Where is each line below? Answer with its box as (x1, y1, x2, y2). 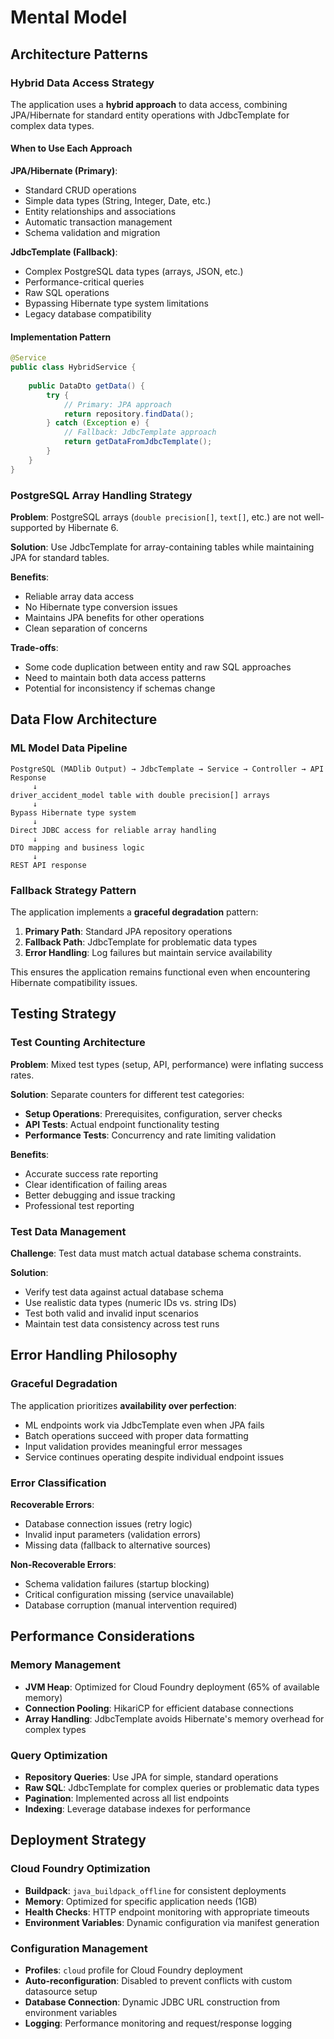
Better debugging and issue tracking (24, 1189, 176, 1201)
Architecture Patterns (10, 46, 149, 63)
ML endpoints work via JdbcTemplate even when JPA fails (24, 1419, 265, 1431)
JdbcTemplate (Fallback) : (10, 246, 118, 258)
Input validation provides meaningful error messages (24, 1440, 243, 1452)
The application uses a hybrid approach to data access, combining (10, 98, 288, 110)
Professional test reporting (24, 1199, 135, 1211)
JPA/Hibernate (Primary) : (10, 165, 118, 177)
